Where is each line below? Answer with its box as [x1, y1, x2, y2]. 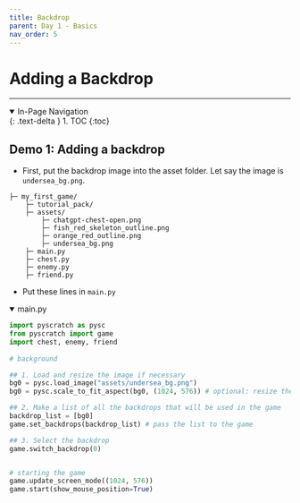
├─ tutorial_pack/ [25, 200, 94, 209]
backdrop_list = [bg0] [9, 412, 94, 421]
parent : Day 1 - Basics [9, 21, 98, 30]
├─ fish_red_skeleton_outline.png [41, 224, 170, 233]
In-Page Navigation [17, 107, 89, 117]
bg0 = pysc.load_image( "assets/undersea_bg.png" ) [9, 379, 198, 388]
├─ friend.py [25, 270, 74, 280]
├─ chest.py [25, 255, 70, 264]
